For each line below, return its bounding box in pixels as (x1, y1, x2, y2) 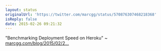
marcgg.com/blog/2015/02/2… (5, 40, 69, 46)
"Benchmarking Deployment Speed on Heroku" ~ (5, 35, 108, 41)
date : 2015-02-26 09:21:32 (5, 21, 62, 26)
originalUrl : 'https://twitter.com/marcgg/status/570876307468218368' (5, 12, 157, 17)
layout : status (5, 7, 37, 12)
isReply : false (5, 16, 37, 21)
